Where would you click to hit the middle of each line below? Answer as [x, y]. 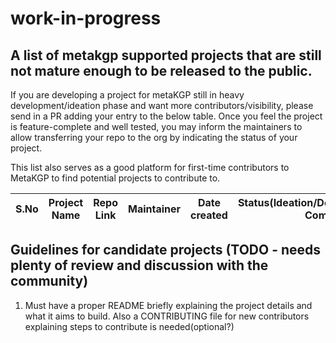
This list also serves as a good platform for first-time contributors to [150, 167]
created [209, 215]
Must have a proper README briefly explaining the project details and [168, 305]
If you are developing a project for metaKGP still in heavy [127, 95]
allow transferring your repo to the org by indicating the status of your [154, 137]
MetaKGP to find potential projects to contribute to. [115, 178]
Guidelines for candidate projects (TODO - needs [166, 250]
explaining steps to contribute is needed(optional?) [129, 326]
